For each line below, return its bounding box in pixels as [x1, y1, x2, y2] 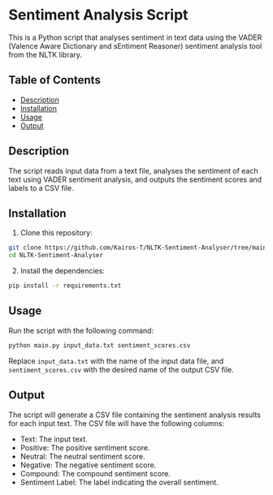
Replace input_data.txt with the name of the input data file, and [8, 355, 224, 366]
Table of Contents [8, 73, 102, 87]
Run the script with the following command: [8, 325, 154, 335]
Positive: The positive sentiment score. [19, 442, 150, 452]
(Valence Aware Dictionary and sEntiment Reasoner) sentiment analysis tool [8, 41, 262, 50]
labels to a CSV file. [8, 183, 75, 192]
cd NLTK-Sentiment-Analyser [8, 252, 104, 260]
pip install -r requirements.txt [8, 282, 122, 290]
